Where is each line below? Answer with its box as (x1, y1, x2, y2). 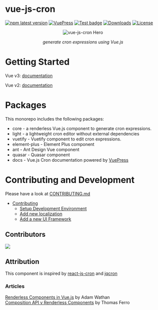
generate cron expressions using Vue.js (42, 39, 123, 45)
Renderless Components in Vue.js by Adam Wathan (5, 294, 110, 300)
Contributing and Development (5, 175, 135, 185)
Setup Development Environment (19, 205, 87, 211)
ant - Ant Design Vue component (12, 146, 80, 152)
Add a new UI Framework (19, 216, 72, 222)
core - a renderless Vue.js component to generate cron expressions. (12, 125, 152, 132)
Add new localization (19, 211, 63, 217)
